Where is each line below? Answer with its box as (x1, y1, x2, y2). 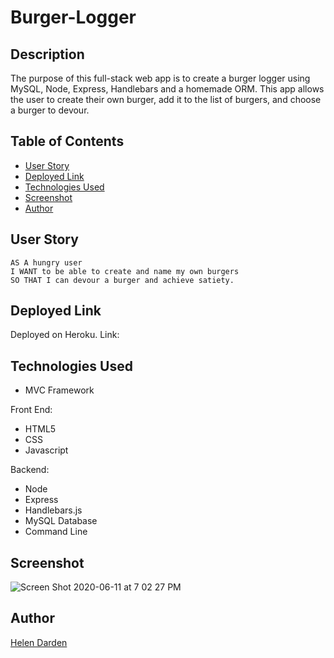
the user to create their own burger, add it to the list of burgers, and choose (10, 94, 322, 105)
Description (10, 46, 85, 63)
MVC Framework (24, 384, 95, 396)
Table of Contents (10, 133, 125, 150)
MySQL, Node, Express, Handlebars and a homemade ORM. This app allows (10, 83, 325, 95)
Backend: (10, 464, 50, 476)
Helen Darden (10, 636, 68, 648)
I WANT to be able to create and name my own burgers (10, 266, 240, 276)
